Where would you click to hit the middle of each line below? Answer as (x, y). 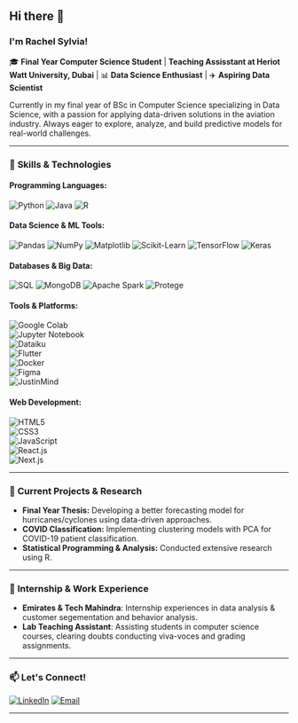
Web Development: (45, 402)
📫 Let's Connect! (48, 678)
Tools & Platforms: (43, 305)
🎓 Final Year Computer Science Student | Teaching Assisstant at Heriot (145, 61)
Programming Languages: (58, 185)
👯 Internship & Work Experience (79, 588)
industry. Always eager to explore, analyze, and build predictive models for (146, 123)
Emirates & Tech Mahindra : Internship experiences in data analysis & (149, 608)
